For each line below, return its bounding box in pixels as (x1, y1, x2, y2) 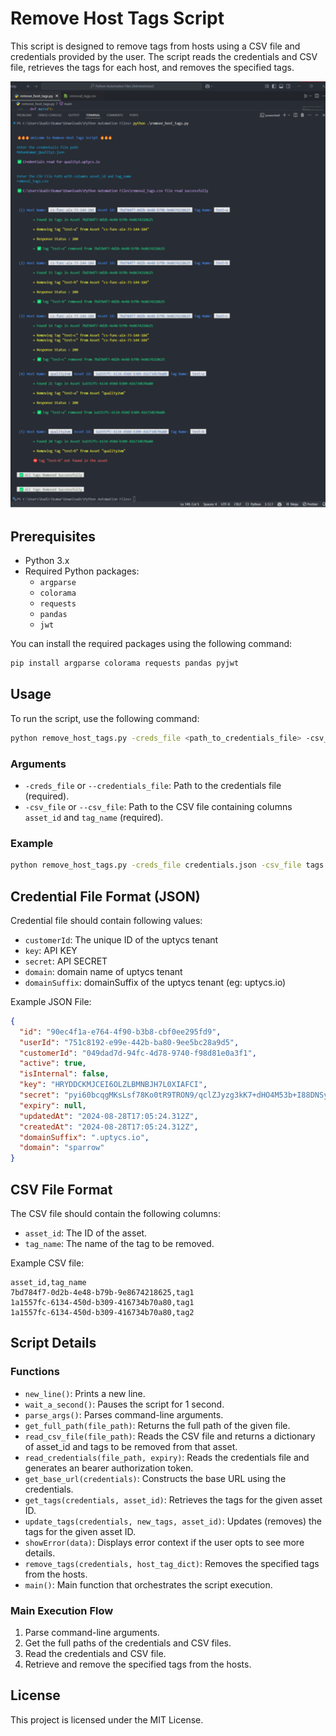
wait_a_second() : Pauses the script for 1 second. (24, 1398, 225, 1410)
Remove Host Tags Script (10, 7, 225, 30)
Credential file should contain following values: (10, 914, 203, 926)
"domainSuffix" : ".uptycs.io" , (19, 1132, 150, 1142)
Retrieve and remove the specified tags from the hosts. (24, 1658, 252, 1671)
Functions (10, 1365, 60, 1379)
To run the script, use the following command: (10, 712, 200, 724)
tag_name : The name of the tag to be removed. (24, 1238, 215, 1250)
